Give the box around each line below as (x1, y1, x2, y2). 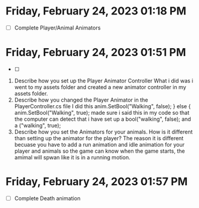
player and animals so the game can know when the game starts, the (14, 147, 185, 154)
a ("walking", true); (14, 121, 61, 129)
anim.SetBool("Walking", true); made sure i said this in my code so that (14, 109, 190, 116)
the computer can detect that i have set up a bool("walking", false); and (14, 115, 191, 123)
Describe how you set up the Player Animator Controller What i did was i (14, 77, 194, 84)
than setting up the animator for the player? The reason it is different (14, 134, 184, 142)
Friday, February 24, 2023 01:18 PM (5, 4, 187, 18)
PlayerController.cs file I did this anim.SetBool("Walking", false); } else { (14, 102, 191, 109)
